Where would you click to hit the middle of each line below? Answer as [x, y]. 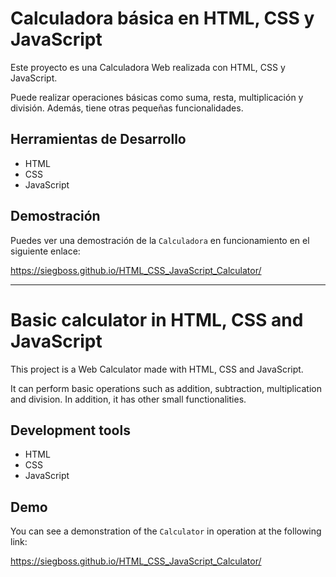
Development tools [70, 430]
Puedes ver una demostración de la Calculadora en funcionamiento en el [160, 240]
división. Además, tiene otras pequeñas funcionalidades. [127, 108]
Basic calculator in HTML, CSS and [157, 319]
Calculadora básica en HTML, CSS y [162, 18]
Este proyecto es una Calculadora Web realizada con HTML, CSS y [148, 67]
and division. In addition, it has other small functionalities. [128, 399]
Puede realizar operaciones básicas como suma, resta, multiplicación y [157, 97]
